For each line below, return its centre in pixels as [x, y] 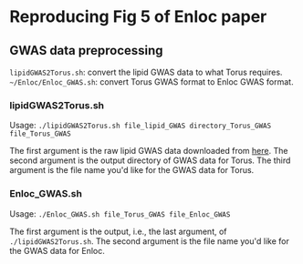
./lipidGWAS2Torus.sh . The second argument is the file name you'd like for [149, 241]
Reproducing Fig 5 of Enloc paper [138, 17]
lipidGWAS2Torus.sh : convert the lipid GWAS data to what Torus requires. [146, 72]
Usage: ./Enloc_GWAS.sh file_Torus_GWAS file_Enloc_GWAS [120, 213]
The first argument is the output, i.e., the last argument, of [118, 231]
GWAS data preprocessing [86, 51]
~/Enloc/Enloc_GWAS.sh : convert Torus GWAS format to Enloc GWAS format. [151, 82]
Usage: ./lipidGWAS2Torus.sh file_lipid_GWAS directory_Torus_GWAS [141, 126]
